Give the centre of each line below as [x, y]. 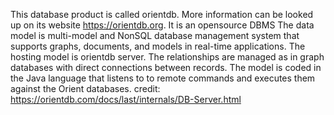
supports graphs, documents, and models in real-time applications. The [158, 46]
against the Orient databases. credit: [85, 88]
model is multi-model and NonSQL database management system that [155, 35]
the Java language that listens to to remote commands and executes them [163, 78]
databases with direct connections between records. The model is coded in [166, 67]
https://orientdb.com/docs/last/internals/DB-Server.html [126, 99]
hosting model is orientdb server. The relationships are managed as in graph [167, 57]
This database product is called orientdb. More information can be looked [162, 14]
